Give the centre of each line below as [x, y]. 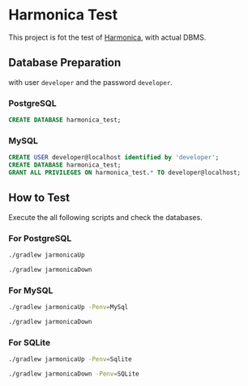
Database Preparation [65, 63]
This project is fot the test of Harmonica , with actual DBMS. [107, 37]
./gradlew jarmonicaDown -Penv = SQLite [74, 374]
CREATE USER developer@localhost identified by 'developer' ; [114, 158]
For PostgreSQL [40, 238]
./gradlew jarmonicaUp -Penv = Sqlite [70, 359]
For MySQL [31, 291]
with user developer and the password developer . [90, 82]
